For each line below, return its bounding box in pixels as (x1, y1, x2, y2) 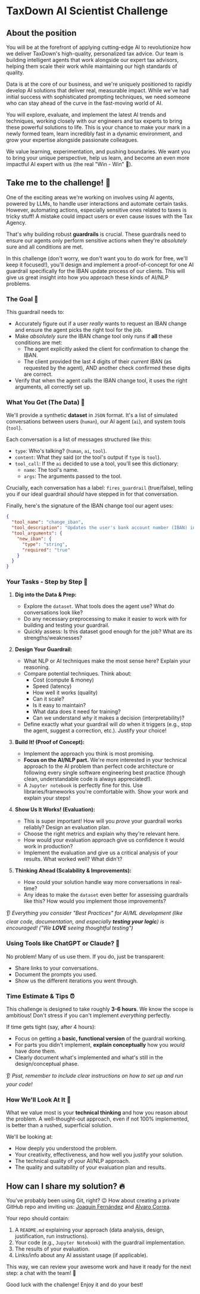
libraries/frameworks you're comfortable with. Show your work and (23, 788, 189, 795)
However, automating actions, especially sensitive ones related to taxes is (6, 206, 187, 213)
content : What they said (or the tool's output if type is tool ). (14, 454, 161, 461)
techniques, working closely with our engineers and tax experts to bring (6, 117, 183, 125)
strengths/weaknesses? (23, 634, 82, 642)
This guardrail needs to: (6, 309, 64, 316)
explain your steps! (23, 794, 70, 802)
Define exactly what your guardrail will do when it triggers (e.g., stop (23, 721, 192, 728)
